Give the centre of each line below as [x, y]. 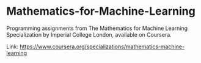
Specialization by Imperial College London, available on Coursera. [89, 34]
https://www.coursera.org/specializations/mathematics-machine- [102, 46]
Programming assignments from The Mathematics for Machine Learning [97, 28]
